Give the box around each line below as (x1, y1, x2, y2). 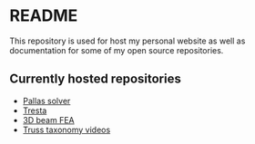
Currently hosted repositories (9, 72, 182, 87)
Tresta (22, 105, 47, 116)
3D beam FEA (22, 114, 75, 125)
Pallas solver (22, 95, 71, 106)
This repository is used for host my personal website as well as (9, 35, 246, 46)
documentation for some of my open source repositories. (9, 44, 224, 55)
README (9, 5, 78, 26)
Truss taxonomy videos (22, 124, 111, 135)
